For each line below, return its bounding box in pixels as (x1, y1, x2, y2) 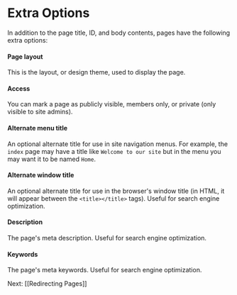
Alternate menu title (7, 123, 68, 132)
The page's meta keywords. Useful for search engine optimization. (7, 266, 202, 274)
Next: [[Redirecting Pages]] (7, 279, 87, 288)
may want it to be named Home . (7, 155, 96, 163)
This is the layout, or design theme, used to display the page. (7, 68, 186, 77)
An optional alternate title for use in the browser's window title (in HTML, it (7, 187, 225, 195)
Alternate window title (7, 171, 75, 179)
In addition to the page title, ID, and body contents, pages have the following (7, 28, 231, 37)
